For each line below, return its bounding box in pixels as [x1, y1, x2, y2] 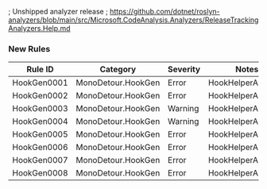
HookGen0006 [12, 142, 69, 153]
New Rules [8, 43, 51, 54]
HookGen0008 [12, 168, 69, 179]
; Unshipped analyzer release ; [8, 7, 109, 16]
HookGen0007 [12, 155, 69, 166]
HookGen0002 [12, 91, 69, 102]
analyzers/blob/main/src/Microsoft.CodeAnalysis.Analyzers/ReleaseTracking [8, 15, 259, 25]
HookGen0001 [12, 77, 69, 88]
